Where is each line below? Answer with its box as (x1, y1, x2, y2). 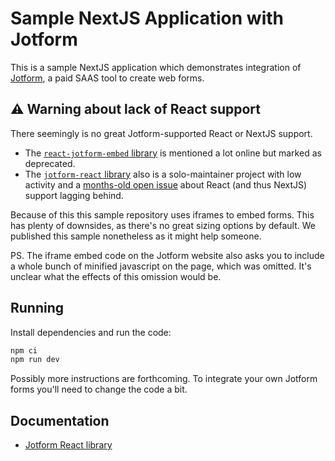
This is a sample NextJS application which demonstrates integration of (10, 61, 302, 73)
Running (10, 300, 65, 317)
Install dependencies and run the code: (10, 326, 172, 338)
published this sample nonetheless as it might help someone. (10, 230, 262, 242)
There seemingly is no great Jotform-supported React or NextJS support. (10, 127, 313, 139)
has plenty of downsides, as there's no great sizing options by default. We (10, 219, 316, 231)
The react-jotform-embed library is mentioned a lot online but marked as (24, 147, 322, 159)
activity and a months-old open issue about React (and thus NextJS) (24, 178, 308, 191)
